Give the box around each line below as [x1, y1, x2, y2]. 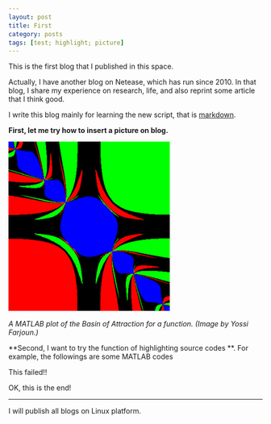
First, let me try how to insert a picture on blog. [8, 126, 169, 135]
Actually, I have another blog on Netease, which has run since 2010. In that [8, 77, 256, 87]
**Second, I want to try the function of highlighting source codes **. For [8, 343, 248, 353]
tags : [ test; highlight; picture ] [8, 39, 125, 47]
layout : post [8, 13, 52, 21]
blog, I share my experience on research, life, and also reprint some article [8, 85, 256, 96]
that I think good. [8, 94, 65, 104]
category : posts [8, 30, 63, 38]
